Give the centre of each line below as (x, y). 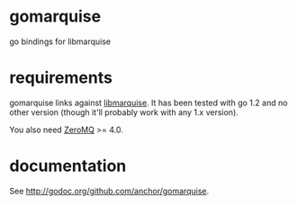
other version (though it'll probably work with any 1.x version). (124, 112)
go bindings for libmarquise (60, 41)
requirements (61, 78)
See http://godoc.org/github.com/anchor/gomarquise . (109, 191)
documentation (68, 166)
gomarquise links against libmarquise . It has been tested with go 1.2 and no (148, 102)
